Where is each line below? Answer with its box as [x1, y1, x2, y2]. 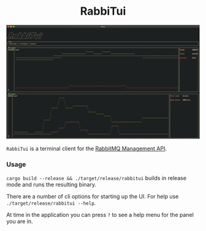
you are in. [6, 218, 33, 225]
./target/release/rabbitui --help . [6, 199, 96, 206]
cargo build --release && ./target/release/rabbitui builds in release [6, 174, 187, 181]
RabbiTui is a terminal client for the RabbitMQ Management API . [6, 145, 167, 153]
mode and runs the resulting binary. [6, 181, 97, 188]
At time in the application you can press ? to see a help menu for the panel [6, 211, 194, 218]
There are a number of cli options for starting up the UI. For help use [6, 192, 179, 200]
